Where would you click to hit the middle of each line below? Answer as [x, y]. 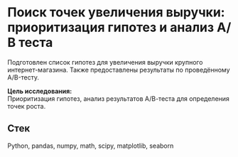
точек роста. [27, 106]
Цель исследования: [40, 91]
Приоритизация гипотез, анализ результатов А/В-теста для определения [118, 98]
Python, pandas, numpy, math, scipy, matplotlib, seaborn [91, 146]
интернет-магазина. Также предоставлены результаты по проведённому [119, 70]
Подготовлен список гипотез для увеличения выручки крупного [105, 62]
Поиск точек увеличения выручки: [116, 12]
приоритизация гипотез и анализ [111, 27]
